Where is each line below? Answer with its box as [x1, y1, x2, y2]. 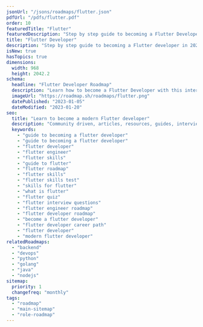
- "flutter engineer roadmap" [17, 205, 94, 211]
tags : [6, 295, 20, 301]
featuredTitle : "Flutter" [6, 25, 71, 32]
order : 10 [6, 20, 31, 26]
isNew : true [6, 48, 36, 54]
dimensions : [6, 59, 36, 65]
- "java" [11, 267, 34, 273]
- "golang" [11, 261, 39, 267]
